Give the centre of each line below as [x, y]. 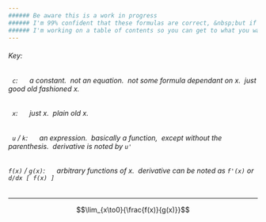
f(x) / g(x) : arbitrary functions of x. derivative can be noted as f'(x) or [131, 170]
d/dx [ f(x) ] [32, 178]
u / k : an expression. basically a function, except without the [117, 138]
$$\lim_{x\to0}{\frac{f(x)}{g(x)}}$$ [133, 210]
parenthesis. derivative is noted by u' [70, 146]
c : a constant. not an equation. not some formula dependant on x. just [134, 80]
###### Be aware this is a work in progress [83, 15]
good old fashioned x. [44, 89]
